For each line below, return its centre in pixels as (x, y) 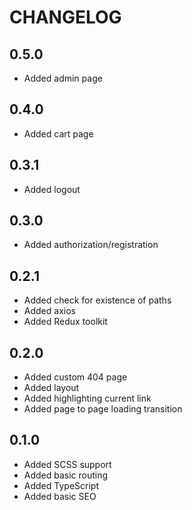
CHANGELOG (65, 17)
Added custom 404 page (75, 377)
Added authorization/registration (91, 245)
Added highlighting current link (87, 398)
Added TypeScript (61, 485)
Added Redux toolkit (65, 322)
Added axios (49, 311)
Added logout (52, 189)
